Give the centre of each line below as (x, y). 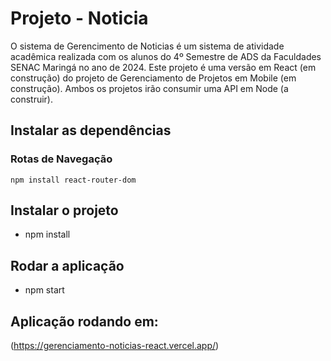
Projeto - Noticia (79, 18)
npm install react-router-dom (73, 180)
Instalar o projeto (64, 210)
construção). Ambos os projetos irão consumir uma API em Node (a (149, 88)
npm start (44, 290)
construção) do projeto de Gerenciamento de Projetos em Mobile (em (153, 78)
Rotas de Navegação (61, 159)
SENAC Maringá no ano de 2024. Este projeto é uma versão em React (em (163, 67)
